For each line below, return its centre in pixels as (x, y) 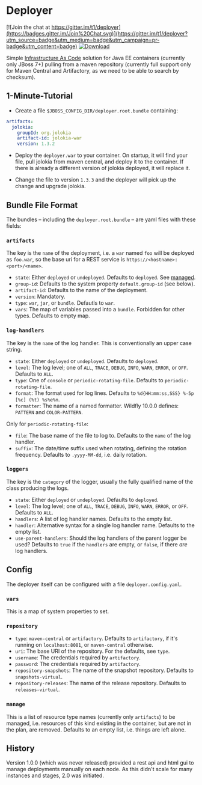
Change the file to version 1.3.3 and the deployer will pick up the (95, 180)
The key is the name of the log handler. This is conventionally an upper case (99, 343)
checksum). (21, 77)
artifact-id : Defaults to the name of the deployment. (81, 290)
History (20, 748)
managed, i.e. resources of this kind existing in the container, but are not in (99, 723)
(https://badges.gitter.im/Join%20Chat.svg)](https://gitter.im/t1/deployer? (97, 33)
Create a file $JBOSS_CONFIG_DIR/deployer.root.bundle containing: (96, 110)
